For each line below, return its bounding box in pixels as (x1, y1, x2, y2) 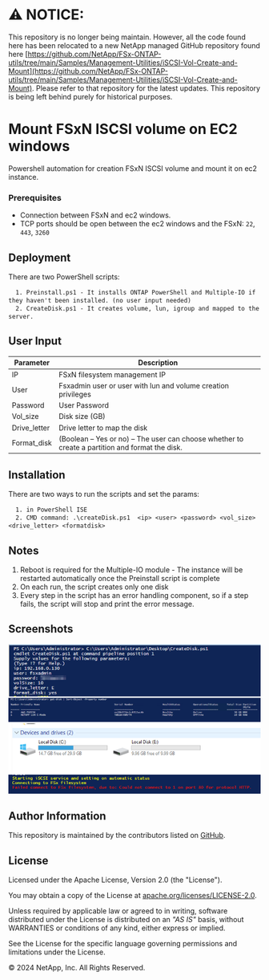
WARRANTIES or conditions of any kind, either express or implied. (8, 923, 226, 933)
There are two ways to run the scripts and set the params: (8, 490, 200, 499)
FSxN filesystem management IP (58, 369, 167, 379)
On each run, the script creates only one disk (19, 582, 169, 592)
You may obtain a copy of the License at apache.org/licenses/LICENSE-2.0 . (8, 891, 258, 901)
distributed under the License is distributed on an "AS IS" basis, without (8, 915, 244, 925)
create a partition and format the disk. (58, 442, 183, 452)
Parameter (14, 358, 50, 368)
